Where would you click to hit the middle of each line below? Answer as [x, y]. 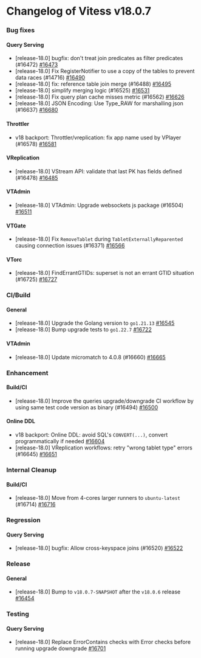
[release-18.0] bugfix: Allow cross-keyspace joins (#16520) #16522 [99, 548]
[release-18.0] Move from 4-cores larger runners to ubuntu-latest [97, 498]
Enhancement [27, 373]
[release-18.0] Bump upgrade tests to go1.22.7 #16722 [83, 330]
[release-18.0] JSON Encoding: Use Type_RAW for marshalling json [99, 103]
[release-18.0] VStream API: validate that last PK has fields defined [98, 171]
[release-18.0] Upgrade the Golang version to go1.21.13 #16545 [95, 323]
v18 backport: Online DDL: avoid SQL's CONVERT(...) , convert [91, 435]
